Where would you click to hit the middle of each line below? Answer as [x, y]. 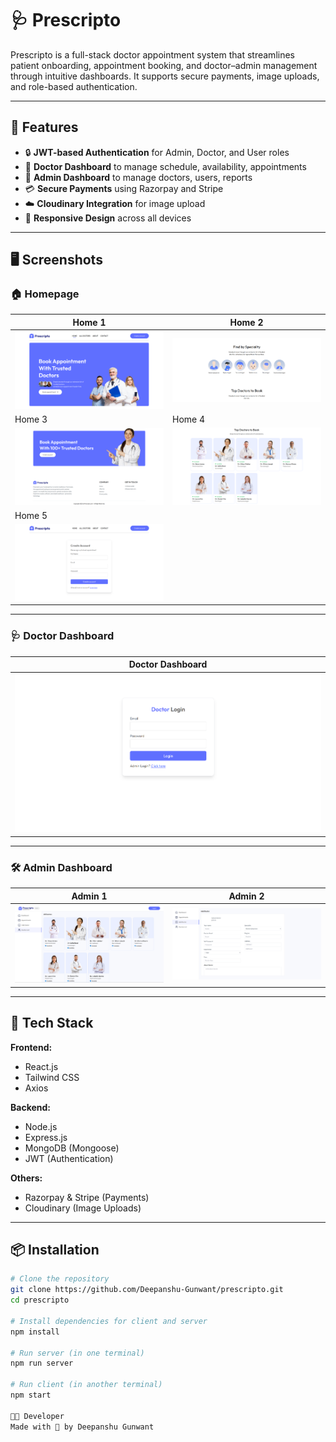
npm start [31, 1395]
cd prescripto [40, 1300]
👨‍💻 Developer [37, 1416]
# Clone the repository [60, 1279]
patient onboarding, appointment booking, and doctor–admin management [164, 65]
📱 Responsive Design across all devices [108, 218]
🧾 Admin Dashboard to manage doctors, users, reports [138, 177]
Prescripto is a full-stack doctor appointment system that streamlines [152, 54]
